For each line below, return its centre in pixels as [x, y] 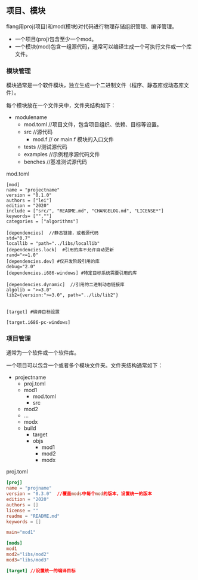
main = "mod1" [21, 532]
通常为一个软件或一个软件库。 [43, 353]
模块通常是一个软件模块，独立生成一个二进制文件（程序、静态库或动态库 [95, 85]
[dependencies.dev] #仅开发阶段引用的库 [53, 262]
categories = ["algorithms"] [42, 221]
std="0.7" [18, 238]
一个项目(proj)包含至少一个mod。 [56, 39]
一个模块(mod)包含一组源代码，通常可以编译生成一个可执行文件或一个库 [103, 46]
